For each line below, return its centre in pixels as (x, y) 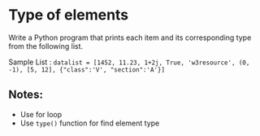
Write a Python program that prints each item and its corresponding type (130, 37)
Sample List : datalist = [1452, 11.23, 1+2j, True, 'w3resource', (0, (129, 62)
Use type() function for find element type (90, 123)
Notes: (26, 95)
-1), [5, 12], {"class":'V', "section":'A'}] (87, 70)
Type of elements (69, 15)
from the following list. (46, 46)
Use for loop (41, 114)
